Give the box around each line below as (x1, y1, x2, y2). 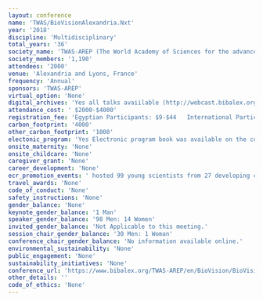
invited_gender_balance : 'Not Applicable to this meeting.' (8, 223, 209, 231)
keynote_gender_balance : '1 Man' (8, 209, 117, 216)
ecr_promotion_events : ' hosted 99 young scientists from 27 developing (8, 172, 250, 180)
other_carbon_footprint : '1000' (8, 128, 113, 136)
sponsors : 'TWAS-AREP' (8, 84, 82, 92)
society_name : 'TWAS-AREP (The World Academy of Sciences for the (8, 48, 229, 56)
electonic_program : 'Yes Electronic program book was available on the (8, 135, 247, 143)
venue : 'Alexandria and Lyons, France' (8, 70, 139, 78)
